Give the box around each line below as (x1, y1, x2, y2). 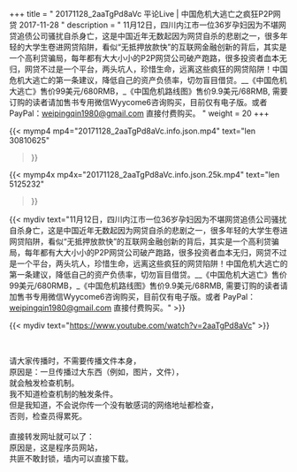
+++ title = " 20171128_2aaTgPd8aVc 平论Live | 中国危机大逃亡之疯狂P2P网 (9, 9, 281, 19)
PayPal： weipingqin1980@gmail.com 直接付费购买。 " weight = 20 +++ (9, 108, 270, 118)
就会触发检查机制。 (9, 377, 80, 388)
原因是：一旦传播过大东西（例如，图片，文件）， (9, 367, 184, 377)
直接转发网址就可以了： (9, 431, 95, 441)
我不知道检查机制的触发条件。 (9, 389, 118, 399)
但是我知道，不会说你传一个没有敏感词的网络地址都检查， (9, 400, 218, 410)
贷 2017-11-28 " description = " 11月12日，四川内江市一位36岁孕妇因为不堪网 (9, 19, 286, 30)
